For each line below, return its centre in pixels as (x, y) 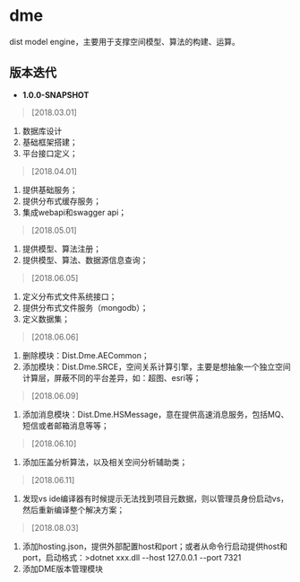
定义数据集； (46, 319)
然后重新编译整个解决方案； (73, 509)
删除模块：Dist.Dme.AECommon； (86, 355)
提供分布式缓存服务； (61, 201)
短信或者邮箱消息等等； (65, 425)
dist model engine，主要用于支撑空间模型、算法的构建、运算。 (124, 41)
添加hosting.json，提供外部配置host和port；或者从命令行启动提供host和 (155, 546)
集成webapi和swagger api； (74, 212)
